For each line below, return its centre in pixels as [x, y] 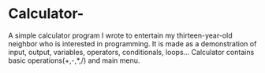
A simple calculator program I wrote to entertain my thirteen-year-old [120, 35]
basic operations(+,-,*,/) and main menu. [74, 60]
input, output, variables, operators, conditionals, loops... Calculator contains [131, 52]
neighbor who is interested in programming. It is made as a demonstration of [132, 43]
